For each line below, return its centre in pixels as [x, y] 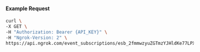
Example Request [28, 8]
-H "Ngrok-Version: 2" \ [36, 38]
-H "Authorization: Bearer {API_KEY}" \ [57, 32]
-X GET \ [16, 27]
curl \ [14, 21]
